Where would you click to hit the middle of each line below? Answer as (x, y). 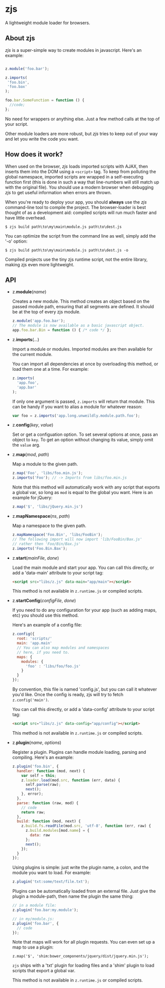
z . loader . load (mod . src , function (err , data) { (71, 780)
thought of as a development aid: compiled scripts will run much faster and (81, 212)
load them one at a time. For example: (50, 369)
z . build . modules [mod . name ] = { (57, 831)
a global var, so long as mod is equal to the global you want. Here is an (82, 493)
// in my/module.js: (33, 919)
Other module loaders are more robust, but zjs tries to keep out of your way (82, 134)
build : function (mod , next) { (49, 821)
